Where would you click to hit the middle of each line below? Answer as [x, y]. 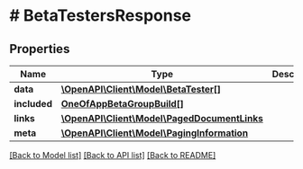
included [33, 104]
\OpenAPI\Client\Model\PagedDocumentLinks [162, 118]
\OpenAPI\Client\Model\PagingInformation [155, 133]
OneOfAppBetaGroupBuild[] [122, 104]
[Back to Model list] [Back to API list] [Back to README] [113, 155]
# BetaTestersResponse [101, 16]
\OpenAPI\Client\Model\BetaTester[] [141, 89]
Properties [40, 49]
